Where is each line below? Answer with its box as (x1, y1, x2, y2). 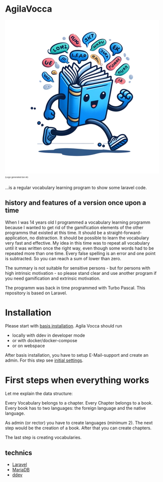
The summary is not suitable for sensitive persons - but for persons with (5, 265, 150, 271)
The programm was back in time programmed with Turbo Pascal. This (5, 285, 145, 290)
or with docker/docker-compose (12, 338, 78, 344)
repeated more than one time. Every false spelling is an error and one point (5, 250, 156, 256)
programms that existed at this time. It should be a (5, 230, 106, 235)
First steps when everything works (5, 374, 150, 386)
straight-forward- (106, 230, 142, 235)
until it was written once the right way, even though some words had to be (5, 245, 154, 251)
